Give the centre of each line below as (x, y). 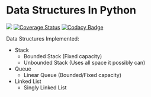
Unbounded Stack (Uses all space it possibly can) (84, 62)
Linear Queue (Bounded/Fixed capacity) (73, 75)
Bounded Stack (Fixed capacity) (63, 56)
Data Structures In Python (71, 10)
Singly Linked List (45, 87)
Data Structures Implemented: (43, 38)
